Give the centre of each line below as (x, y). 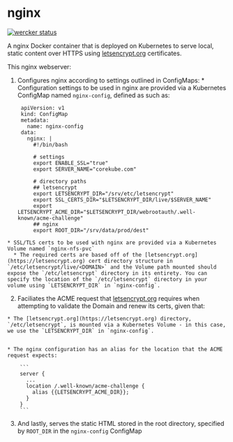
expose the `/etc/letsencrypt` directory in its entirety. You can (107, 273)
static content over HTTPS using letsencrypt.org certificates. (95, 53)
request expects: (32, 355)
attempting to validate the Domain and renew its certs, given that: (111, 306)
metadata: (35, 120)
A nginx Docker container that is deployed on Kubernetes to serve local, (111, 45)
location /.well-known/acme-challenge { (85, 386)
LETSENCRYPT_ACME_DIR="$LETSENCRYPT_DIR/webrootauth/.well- (106, 212)
